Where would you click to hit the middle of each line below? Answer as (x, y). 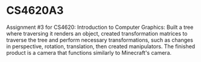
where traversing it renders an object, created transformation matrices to (97, 33)
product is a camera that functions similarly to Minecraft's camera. (89, 52)
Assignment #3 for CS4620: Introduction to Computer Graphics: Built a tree (100, 27)
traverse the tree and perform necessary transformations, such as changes (100, 40)
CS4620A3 (35, 11)
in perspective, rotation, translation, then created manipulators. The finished (101, 46)
